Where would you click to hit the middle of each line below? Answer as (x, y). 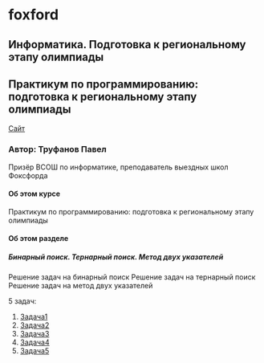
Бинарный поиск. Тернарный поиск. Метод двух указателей (116, 257)
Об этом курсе (35, 194)
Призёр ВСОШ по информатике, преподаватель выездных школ (118, 167)
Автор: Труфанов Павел (57, 149)
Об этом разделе (39, 239)
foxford (33, 15)
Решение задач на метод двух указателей (81, 286)
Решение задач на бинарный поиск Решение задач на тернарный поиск (132, 277)
